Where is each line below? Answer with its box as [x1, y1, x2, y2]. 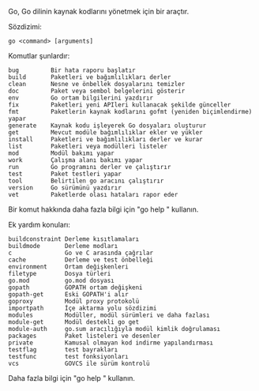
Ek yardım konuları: [8, 220, 71, 229]
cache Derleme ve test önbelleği [8, 256, 154, 264]
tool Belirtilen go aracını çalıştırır [8, 177, 164, 185]
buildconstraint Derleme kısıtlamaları [8, 235, 140, 243]
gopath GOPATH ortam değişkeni [8, 284, 144, 291]
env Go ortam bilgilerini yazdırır [8, 94, 154, 102]
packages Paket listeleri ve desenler [8, 332, 160, 340]
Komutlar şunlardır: [8, 51, 70, 60]
